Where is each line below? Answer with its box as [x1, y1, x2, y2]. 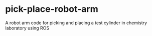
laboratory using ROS [5, 25, 50, 31]
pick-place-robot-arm [5, 3, 99, 15]
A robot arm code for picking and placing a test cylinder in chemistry [5, 20, 147, 26]
